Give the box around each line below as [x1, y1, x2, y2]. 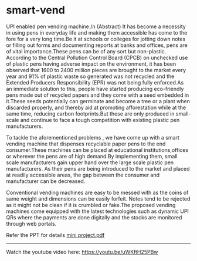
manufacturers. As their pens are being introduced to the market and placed [6, 165, 190, 172]
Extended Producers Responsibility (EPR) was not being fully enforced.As [6, 79, 184, 86]
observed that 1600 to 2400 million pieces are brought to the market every [6, 66, 186, 73]
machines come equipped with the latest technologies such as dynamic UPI [6, 208, 189, 215]
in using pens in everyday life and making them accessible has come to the [6, 29, 188, 36]
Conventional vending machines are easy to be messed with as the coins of [6, 189, 189, 196]
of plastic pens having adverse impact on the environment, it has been [6, 60, 176, 67]
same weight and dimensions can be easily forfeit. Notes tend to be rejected [6, 195, 191, 202]
